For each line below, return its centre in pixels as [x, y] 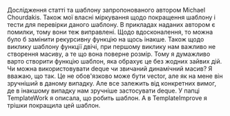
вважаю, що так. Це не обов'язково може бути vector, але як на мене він [115, 76]
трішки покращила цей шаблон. [54, 105]
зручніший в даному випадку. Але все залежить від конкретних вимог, [112, 83]
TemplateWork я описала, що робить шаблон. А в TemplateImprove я [107, 98]
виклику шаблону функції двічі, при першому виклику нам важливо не [112, 47]
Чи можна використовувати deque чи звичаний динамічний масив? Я [110, 69]
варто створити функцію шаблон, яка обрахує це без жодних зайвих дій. [115, 61]
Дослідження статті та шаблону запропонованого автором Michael [106, 10]
